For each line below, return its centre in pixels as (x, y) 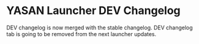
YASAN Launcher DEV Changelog (93, 11)
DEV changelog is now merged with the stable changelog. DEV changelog (99, 28)
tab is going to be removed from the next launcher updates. (81, 34)
